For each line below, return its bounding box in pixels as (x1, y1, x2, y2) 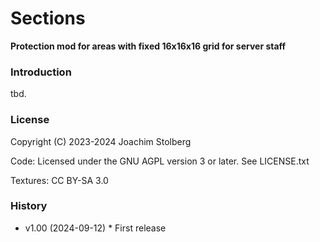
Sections (10, 7, 86, 30)
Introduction (10, 65, 72, 79)
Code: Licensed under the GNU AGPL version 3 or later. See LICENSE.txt (10, 155, 310, 167)
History (10, 199, 48, 213)
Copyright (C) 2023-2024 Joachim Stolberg (10, 135, 192, 147)
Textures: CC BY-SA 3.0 (10, 174, 109, 186)
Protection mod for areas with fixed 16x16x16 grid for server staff (10, 40, 287, 52)
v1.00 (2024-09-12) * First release (24, 222, 167, 234)
